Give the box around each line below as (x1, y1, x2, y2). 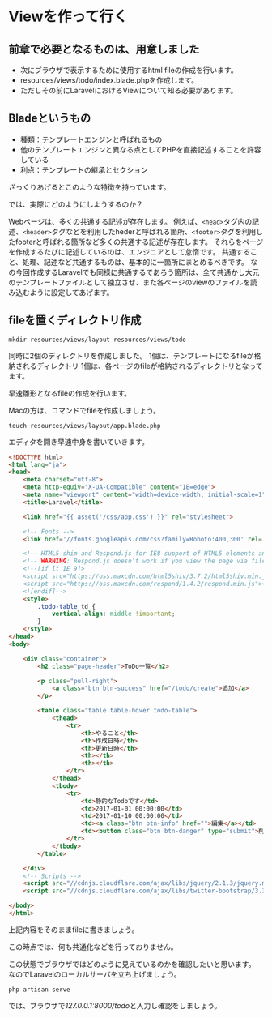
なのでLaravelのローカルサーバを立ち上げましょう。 (8, 969, 181, 979)
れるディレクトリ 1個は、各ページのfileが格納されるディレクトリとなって (22, 361, 263, 370)
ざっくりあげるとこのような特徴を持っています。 (8, 182, 171, 191)
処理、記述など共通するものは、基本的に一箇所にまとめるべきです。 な (22, 257, 257, 267)
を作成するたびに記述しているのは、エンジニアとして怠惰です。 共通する (8, 246, 251, 256)
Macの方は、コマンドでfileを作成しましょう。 (8, 405, 160, 415)
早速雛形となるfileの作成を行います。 (8, 388, 132, 398)
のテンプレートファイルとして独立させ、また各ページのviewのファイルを (8, 277, 251, 287)
